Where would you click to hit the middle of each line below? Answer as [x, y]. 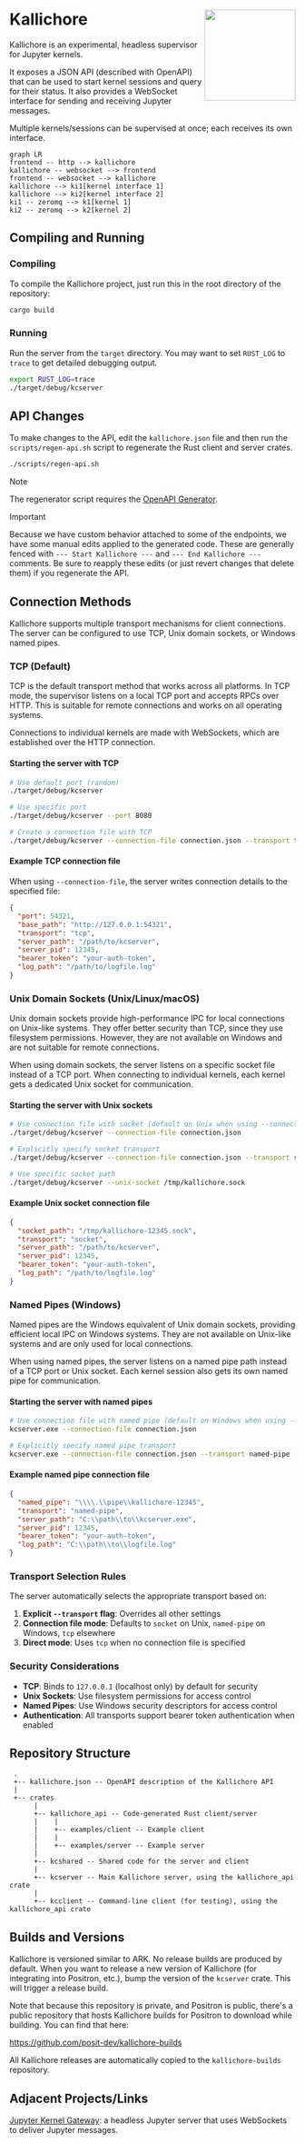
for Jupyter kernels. [46, 54]
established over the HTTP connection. [83, 743]
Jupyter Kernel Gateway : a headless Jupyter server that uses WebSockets [148, 2120]
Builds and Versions [67, 1937]
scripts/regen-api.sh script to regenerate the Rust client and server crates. [151, 448]
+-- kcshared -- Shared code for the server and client [141, 1862]
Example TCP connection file [65, 861]
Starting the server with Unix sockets [81, 1105]
